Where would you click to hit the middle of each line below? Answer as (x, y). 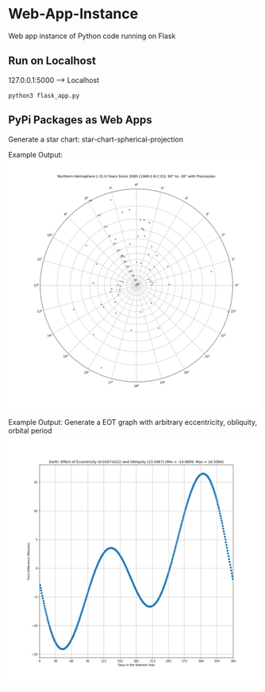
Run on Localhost (52, 61)
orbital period (31, 430)
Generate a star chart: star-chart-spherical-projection (96, 139)
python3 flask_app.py (44, 95)
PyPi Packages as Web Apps (80, 120)
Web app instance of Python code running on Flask (92, 36)
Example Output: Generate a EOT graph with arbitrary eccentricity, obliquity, (133, 422)
